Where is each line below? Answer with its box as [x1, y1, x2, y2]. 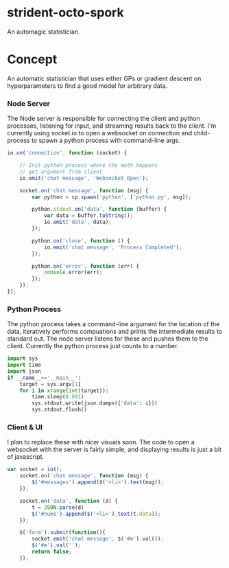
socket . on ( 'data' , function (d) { [19, 497, 118, 504]
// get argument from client [19, 168, 103, 175]
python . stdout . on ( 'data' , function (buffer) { [32, 206, 167, 213]
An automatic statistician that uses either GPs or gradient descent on [7, 74, 202, 82]
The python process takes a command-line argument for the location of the [7, 320, 220, 328]
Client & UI [7, 422, 43, 432]
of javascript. [7, 453, 45, 461]
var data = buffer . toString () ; [43, 212, 134, 219]
